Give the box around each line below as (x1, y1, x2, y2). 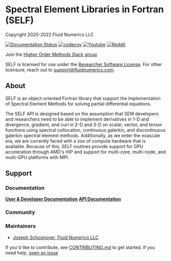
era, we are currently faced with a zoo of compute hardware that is (5, 137, 146, 144)
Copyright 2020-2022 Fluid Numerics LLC (5, 31, 94, 37)
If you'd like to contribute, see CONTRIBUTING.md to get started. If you (5, 244, 155, 250)
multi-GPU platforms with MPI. (5, 154, 69, 160)
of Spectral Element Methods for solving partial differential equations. (5, 101, 152, 107)
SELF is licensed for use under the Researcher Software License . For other (5, 61, 162, 67)
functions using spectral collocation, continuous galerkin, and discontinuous (5, 127, 166, 133)
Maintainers (5, 223, 36, 230)
